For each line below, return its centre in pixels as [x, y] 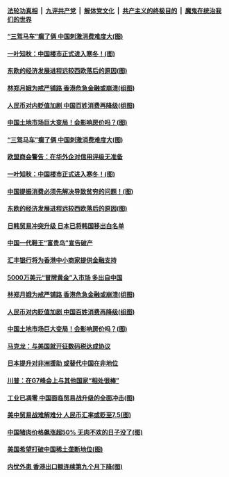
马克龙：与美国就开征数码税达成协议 [59, 346]
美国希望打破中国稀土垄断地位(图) [55, 449]
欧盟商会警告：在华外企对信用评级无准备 [65, 157]
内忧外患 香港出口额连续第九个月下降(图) [65, 467]
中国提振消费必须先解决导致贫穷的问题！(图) [70, 191]
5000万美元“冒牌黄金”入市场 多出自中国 [65, 277]
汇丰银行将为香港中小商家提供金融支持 [62, 260]
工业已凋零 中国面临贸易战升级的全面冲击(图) [71, 398]
